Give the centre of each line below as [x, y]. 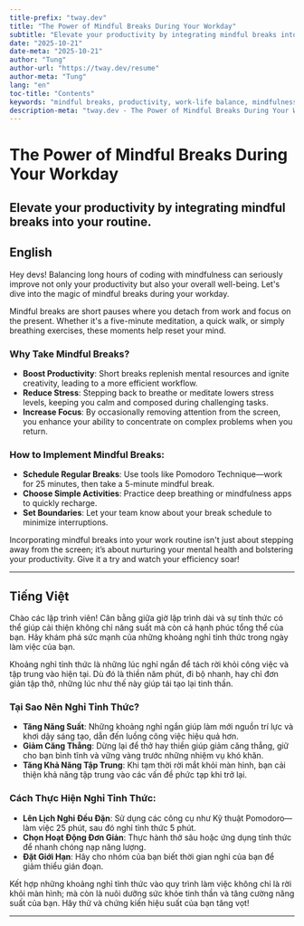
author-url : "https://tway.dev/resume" [85, 69]
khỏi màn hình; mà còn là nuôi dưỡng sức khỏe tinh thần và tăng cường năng [152, 893]
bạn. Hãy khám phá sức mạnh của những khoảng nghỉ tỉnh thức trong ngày [149, 637]
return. [35, 431]
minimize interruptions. [65, 522]
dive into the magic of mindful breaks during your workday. [119, 293]
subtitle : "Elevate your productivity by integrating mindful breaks [143, 34]
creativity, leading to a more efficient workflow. [110, 383]
